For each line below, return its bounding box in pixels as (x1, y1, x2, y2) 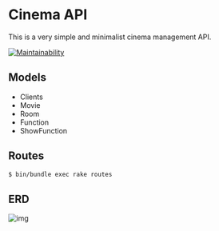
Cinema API (8, 6, 88, 24)
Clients (19, 92, 44, 102)
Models (8, 70, 46, 85)
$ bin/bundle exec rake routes (8, 170, 113, 178)
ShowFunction (19, 125, 68, 135)
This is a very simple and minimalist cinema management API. (8, 32, 212, 42)
